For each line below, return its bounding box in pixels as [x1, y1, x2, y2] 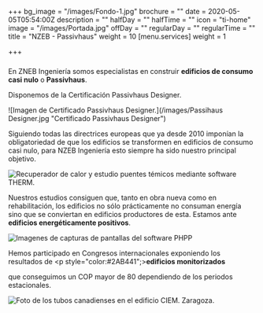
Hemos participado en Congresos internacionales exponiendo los [8, 248, 220, 258]
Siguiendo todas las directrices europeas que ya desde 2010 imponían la [8, 129, 244, 138]
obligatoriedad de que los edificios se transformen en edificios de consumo [8, 137, 254, 146]
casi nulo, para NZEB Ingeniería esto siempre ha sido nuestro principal [8, 145, 236, 155]
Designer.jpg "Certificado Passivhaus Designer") [8, 113, 167, 123]
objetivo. [8, 153, 37, 164]
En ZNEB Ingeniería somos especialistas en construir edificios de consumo [8, 66, 254, 75]
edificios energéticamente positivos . [8, 218, 131, 227]
